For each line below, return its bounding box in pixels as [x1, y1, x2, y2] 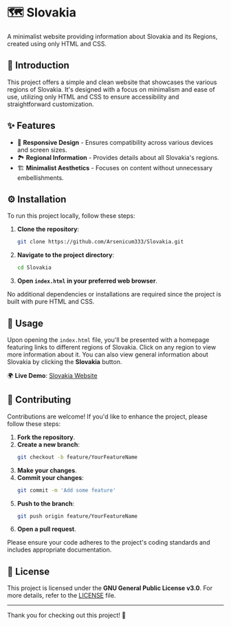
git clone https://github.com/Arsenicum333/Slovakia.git [16, 239, 184, 245]
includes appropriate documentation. [7, 545, 112, 554]
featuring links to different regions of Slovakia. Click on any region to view [7, 343, 217, 351]
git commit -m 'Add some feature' [16, 487, 116, 494]
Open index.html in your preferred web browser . [16, 276, 158, 285]
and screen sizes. [16, 145, 67, 154]
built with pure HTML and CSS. [7, 297, 95, 306]
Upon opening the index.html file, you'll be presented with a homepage [7, 335, 210, 344]
